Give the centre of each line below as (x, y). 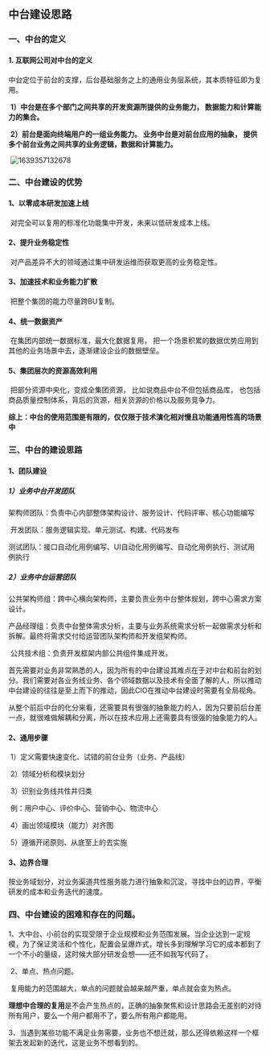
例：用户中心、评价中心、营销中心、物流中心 (84, 809)
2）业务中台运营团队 (42, 577)
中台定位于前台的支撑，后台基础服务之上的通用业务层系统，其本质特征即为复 (135, 80)
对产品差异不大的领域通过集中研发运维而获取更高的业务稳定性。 (116, 262)
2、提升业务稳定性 (39, 242)
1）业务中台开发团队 (42, 490)
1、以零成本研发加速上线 (49, 203)
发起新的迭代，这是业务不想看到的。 (82, 1042)
